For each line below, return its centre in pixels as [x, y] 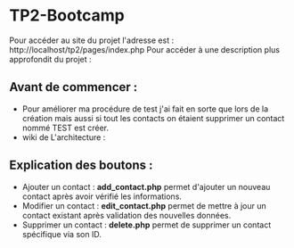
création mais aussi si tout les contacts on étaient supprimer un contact [153, 118]
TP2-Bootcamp [67, 16]
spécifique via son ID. [62, 234]
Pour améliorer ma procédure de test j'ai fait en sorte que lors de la [145, 109]
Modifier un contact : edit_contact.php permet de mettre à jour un [144, 205]
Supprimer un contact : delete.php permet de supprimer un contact [147, 225]
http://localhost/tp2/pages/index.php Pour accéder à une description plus [145, 49]
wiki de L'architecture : [64, 137]
